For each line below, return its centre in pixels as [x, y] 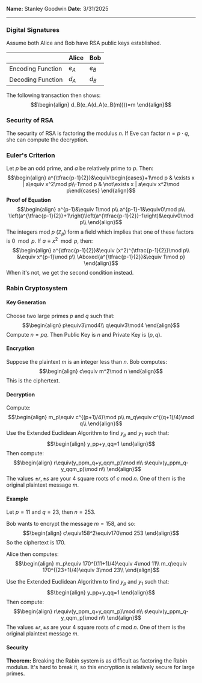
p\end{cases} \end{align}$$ [101, 191]
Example [17, 499]
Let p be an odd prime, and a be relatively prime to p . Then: [80, 169]
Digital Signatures [33, 30]
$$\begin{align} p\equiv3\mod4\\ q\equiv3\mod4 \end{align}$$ [101, 325]
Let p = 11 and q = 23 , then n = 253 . [51, 512]
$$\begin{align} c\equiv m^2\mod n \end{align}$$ [101, 371]
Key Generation [26, 302]
